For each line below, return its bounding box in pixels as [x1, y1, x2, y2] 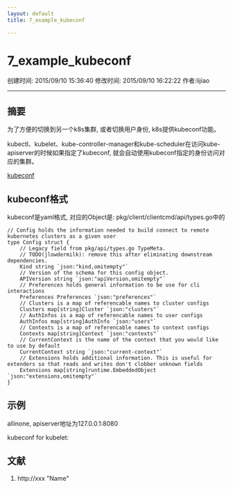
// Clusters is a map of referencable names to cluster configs [19, 300, 209, 307]
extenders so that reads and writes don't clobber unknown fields [7, 361, 203, 368]
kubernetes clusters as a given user [7, 233, 116, 240]
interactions [7, 288, 45, 295]
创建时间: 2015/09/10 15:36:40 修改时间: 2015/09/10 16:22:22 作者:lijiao [7, 77, 210, 85]
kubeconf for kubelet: [7, 433, 69, 442]
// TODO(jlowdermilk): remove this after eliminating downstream [19, 251, 213, 258]
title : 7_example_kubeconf [7, 17, 85, 24]
